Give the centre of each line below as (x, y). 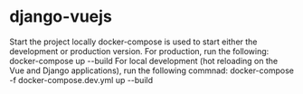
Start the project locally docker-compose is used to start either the (133, 42)
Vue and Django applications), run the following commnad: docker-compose (151, 70)
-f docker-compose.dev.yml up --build (81, 80)
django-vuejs (61, 17)
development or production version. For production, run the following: (139, 51)
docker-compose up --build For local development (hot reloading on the (144, 61)
